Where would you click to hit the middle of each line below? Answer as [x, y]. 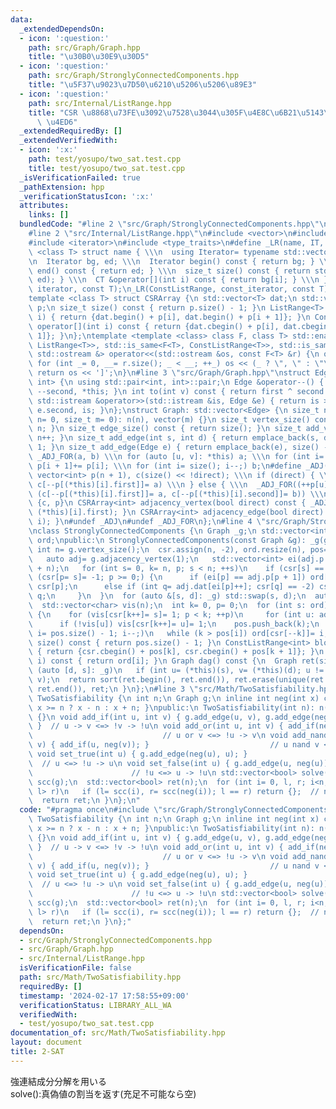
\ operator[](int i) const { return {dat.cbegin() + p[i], [154, 326]
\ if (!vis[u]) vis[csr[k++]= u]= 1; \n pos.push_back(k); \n [174, 624]
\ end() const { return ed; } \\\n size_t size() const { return [169, 271]
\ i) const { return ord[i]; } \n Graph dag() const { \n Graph [163, 661]
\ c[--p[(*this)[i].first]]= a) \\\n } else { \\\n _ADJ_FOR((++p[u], [180, 484]
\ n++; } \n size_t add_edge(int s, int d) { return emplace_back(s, [174, 438]
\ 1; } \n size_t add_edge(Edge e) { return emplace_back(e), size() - [178, 447]
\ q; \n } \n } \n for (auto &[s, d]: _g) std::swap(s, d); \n [167, 596]
